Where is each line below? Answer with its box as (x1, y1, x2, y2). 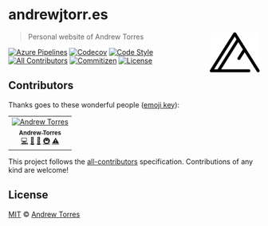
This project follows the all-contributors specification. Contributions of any (8, 157, 254, 166)
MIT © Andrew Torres (8, 209, 81, 219)
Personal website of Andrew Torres (27, 32, 144, 41)
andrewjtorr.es (8, 6, 108, 24)
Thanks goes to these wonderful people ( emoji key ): (8, 99, 180, 109)
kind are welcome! (8, 165, 69, 174)
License (8, 189, 49, 202)
